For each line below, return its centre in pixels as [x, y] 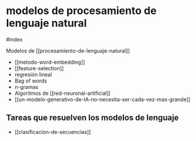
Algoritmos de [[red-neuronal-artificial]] [63, 93]
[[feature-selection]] [39, 68]
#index [14, 39]
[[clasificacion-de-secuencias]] [53, 132]
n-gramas [26, 87]
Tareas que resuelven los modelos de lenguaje [92, 118]
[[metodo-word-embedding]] [50, 62]
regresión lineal [33, 74]
